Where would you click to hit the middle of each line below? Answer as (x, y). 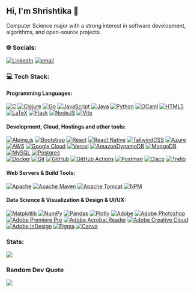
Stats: (15, 242)
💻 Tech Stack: (28, 77)
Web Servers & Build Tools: (41, 173)
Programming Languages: (39, 93)
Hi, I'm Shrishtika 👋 (43, 11)
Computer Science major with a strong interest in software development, (96, 25)
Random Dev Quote (35, 270)
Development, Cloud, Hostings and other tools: (66, 126)
